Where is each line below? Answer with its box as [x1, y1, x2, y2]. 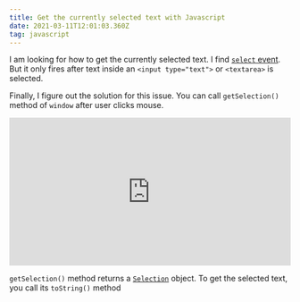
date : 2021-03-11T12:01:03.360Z [9, 21, 129, 30]
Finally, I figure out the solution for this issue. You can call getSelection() [9, 90, 279, 101]
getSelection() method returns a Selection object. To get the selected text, [9, 273, 288, 284]
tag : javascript [9, 29, 70, 38]
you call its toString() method [9, 282, 121, 293]
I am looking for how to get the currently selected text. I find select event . [9, 55, 281, 65]
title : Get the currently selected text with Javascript [9, 13, 226, 22]
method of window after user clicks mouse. [9, 100, 164, 111]
